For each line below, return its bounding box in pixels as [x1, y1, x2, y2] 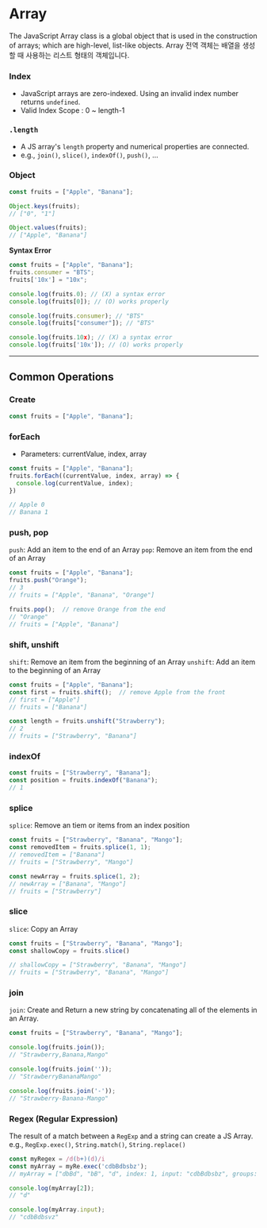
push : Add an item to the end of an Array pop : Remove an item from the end [9, 545, 253, 554]
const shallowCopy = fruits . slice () [9, 947, 130, 955]
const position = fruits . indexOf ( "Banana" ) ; [9, 776, 158, 785]
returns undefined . [20, 97, 81, 107]
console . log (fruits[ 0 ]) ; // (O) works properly [9, 297, 170, 306]
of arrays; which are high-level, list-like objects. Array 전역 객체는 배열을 [9, 41, 241, 50]
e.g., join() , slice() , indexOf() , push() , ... [20, 150, 159, 160]
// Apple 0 [9, 501, 45, 509]
